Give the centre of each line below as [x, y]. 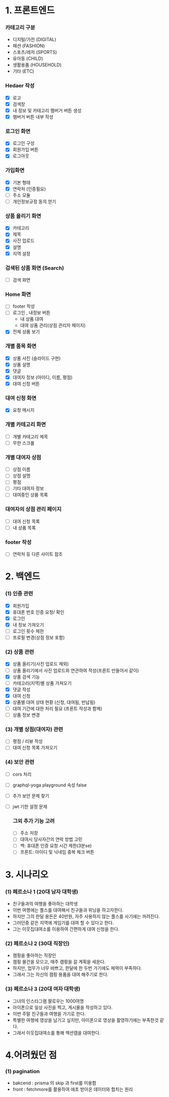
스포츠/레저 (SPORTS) [35, 52]
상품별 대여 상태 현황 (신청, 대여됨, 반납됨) [54, 702]
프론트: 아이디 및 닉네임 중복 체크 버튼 [57, 852]
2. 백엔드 [23, 576]
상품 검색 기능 [26, 677]
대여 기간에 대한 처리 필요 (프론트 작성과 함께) [57, 708]
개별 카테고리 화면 [26, 424]
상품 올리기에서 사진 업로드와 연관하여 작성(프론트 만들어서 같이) [76, 670]
